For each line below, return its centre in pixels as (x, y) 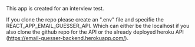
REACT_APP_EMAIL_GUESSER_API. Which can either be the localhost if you (98, 26)
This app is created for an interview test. (55, 8)
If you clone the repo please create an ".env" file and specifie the (85, 19)
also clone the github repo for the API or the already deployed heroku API (95, 32)
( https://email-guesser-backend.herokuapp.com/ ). (67, 38)
